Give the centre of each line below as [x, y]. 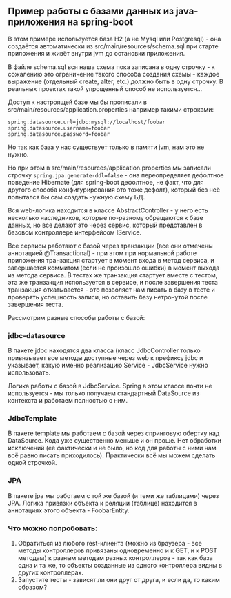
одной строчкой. [32, 463]
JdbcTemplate [32, 419]
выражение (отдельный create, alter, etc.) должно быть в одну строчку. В [115, 81]
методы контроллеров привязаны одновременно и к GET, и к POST [118, 550]
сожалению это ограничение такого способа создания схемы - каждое [114, 74]
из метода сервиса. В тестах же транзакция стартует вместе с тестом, [113, 275]
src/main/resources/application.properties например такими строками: [111, 109]
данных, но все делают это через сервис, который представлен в [105, 225]
